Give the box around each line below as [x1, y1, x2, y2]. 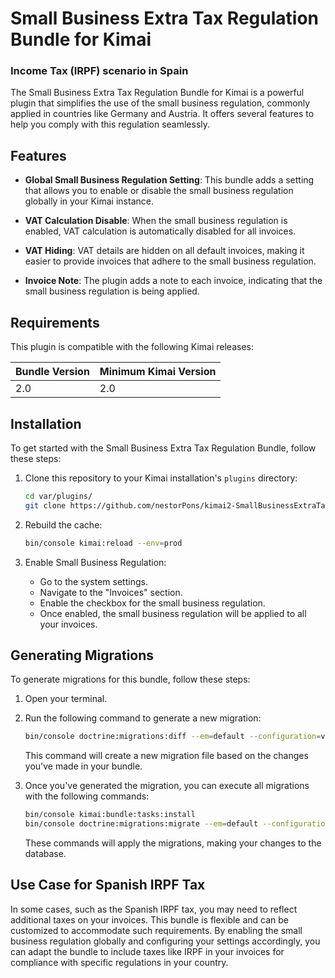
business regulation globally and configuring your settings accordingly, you [10, 935, 321, 947]
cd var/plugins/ [24, 491, 93, 501]
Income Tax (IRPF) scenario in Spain [10, 64, 189, 78]
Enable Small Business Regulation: [24, 556, 167, 568]
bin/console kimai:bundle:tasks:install [24, 810, 196, 820]
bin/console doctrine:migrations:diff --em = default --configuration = [24, 732, 322, 742]
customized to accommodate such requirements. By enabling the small [10, 924, 303, 936]
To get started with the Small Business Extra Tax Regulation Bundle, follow [10, 442, 317, 454]
